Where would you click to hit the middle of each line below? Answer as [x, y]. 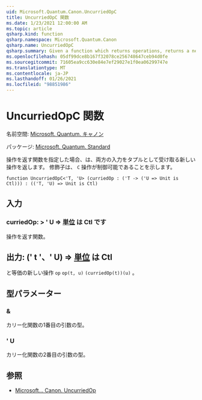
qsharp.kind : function [35, 34]
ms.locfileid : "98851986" [38, 85]
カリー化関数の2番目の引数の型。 [47, 355]
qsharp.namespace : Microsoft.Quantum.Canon [62, 40]
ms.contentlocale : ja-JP [37, 73]
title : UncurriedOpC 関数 [38, 17]
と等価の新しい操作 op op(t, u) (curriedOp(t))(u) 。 [72, 273]
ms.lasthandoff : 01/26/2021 [41, 79]
